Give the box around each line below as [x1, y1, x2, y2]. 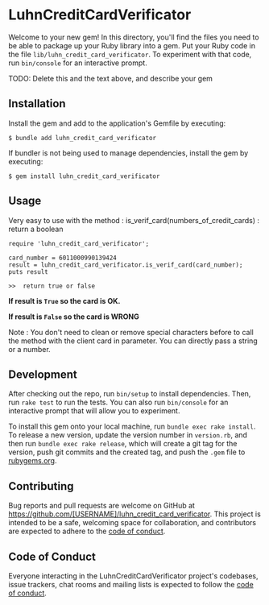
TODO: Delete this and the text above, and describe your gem [8, 73, 213, 83]
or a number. [8, 344, 51, 354]
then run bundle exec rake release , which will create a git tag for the [8, 439, 238, 449]
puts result [8, 267, 48, 276]
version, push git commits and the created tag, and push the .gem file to [8, 447, 246, 457]
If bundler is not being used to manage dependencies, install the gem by [8, 147, 249, 158]
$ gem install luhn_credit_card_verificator [8, 172, 160, 180]
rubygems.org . [8, 456, 57, 466]
